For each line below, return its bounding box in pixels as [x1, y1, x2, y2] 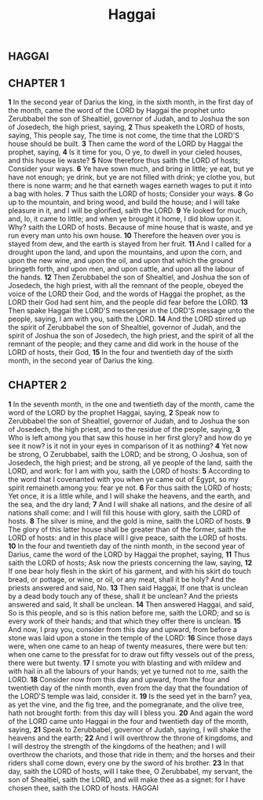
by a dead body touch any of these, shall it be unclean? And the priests [8, 591, 239, 601]
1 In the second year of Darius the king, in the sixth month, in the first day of [8, 97, 254, 107]
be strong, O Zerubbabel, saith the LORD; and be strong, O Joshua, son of [8, 449, 248, 458]
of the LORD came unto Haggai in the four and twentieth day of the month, [8, 716, 249, 725]
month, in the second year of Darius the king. [8, 356, 155, 365]
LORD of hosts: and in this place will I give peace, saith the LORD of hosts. [8, 532, 248, 542]
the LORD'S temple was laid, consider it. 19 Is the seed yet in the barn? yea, [8, 691, 253, 700]
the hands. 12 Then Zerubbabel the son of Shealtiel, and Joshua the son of [8, 272, 250, 282]
